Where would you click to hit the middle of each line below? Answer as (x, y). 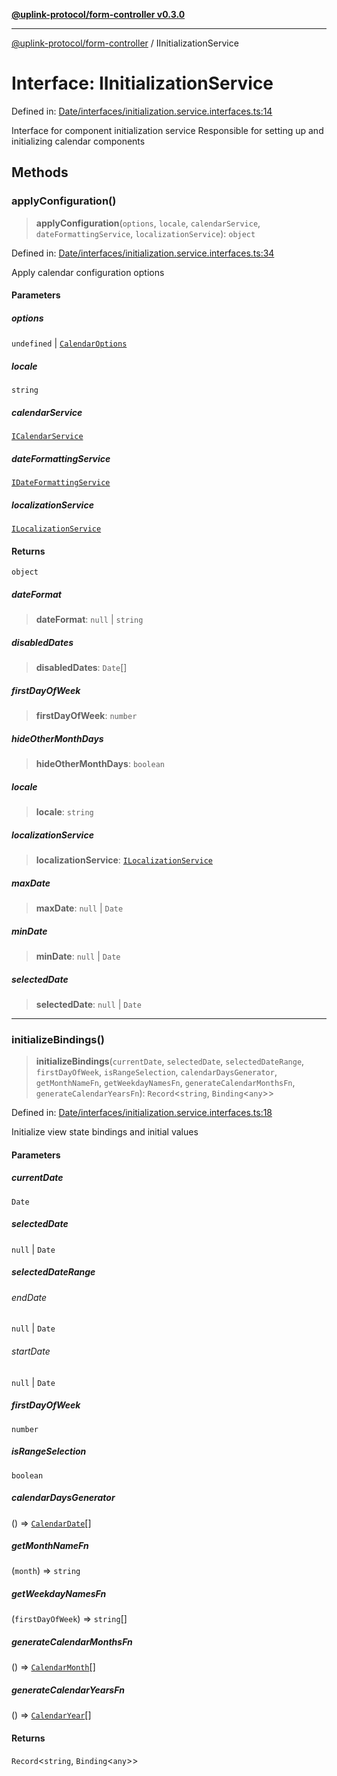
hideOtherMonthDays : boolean (100, 764)
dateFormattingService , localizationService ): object (145, 233)
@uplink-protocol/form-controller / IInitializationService (125, 43)
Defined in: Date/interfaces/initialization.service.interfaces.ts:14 (142, 111)
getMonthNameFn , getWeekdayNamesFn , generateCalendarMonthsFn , (165, 1083)
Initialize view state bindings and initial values (105, 1132)
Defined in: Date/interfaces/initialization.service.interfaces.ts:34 (143, 253)
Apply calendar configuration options (88, 272)
